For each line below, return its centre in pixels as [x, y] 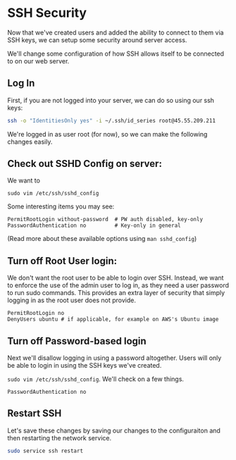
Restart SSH [35, 414]
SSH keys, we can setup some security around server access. [97, 39]
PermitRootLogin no [36, 313]
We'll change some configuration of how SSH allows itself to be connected [116, 54]
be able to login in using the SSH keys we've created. [85, 366]
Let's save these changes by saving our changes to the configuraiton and [114, 430]
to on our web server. [38, 61]
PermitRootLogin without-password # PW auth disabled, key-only [105, 220]
